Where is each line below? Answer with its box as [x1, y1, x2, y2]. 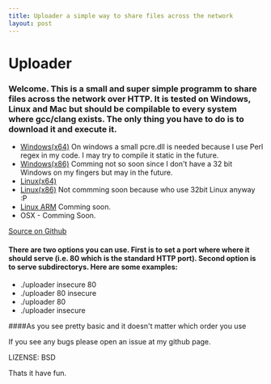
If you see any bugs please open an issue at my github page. [8, 337, 212, 347]
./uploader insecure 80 [19, 280, 97, 289]
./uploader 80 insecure [19, 289, 97, 298]
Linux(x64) [19, 175, 57, 186]
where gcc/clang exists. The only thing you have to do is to [8, 113, 244, 124]
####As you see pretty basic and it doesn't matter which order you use [8, 321, 247, 331]
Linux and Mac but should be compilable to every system [8, 103, 237, 114]
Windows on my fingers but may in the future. [19, 167, 173, 177]
